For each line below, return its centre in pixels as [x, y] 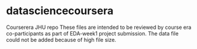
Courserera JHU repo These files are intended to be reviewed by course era [99, 27]
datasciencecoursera [60, 11]
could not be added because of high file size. [61, 40]
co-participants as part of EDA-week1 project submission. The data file [92, 33]
